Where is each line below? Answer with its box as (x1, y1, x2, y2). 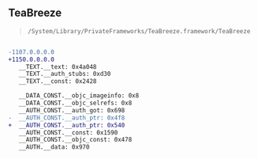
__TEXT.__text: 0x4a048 (18, 62, 97, 70)
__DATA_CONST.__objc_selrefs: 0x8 (18, 99, 133, 108)
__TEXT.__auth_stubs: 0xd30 (18, 70, 111, 78)
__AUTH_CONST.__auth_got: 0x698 (18, 106, 125, 114)
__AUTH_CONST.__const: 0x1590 (18, 128, 118, 137)
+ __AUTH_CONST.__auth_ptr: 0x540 (8, 121, 125, 129)
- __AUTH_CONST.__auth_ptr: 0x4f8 (8, 114, 125, 122)
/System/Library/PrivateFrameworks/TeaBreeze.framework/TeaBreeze (27, 27, 251, 35)
